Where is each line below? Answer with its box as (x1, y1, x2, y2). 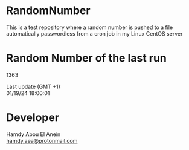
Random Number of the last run (6, 51, 167, 65)
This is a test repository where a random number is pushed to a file (6, 24, 173, 31)
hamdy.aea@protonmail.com (6, 137, 78, 144)
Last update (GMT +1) (6, 83, 60, 90)
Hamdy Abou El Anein (6, 131, 61, 138)
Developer (6, 111, 59, 125)
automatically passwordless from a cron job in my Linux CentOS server (6, 30, 183, 37)
